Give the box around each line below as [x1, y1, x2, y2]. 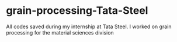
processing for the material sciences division [6, 29, 114, 36]
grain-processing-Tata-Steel [6, 4, 148, 17]
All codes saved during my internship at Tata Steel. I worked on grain [6, 23, 172, 30]
